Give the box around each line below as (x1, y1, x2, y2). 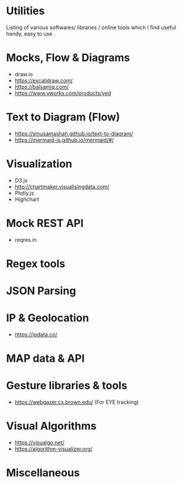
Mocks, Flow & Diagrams (6, 51, 130, 65)
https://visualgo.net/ (14, 439, 65, 446)
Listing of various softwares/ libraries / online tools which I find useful (6, 24, 177, 31)
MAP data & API (6, 352, 85, 365)
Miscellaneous (6, 466, 80, 479)
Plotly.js (14, 189, 34, 197)
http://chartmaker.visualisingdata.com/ (14, 183, 110, 190)
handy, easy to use (6, 30, 53, 37)
